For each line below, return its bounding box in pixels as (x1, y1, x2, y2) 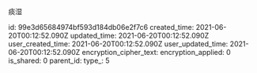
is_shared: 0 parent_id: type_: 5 (8, 56, 110, 65)
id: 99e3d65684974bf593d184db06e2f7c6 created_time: (8, 23, 195, 31)
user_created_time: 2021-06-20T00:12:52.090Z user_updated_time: (8, 39, 229, 49)
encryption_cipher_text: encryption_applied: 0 (81, 48, 231, 57)
